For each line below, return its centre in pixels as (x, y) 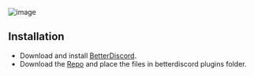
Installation (36, 36)
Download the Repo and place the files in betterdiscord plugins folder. (133, 63)
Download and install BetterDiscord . (78, 56)
